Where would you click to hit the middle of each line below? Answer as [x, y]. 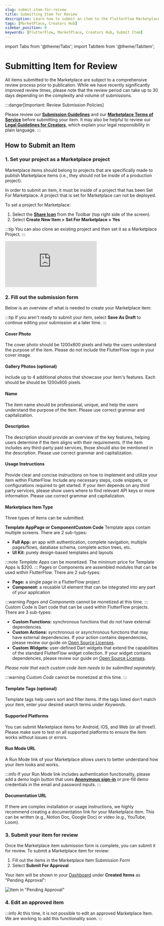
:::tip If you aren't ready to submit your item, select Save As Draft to [73, 317]
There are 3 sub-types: [28, 612]
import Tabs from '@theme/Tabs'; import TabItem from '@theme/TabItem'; [80, 46]
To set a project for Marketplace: [38, 205]
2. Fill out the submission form [42, 297]
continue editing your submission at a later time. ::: [56, 322]
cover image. [18, 355]
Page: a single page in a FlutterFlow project [56, 582]
